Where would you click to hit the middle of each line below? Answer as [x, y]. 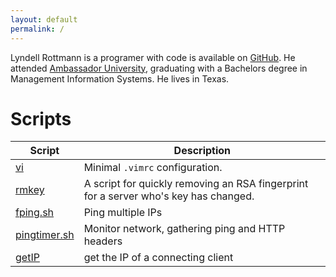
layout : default [44, 19]
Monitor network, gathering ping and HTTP [184, 229]
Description [202, 151]
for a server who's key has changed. [169, 196]
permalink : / [37, 29]
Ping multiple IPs [123, 213]
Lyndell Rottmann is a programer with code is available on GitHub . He [153, 57]
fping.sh [35, 213]
